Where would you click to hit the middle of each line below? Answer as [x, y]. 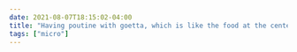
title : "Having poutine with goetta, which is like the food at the [138, 26]
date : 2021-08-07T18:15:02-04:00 [71, 17]
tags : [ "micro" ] [39, 33]
